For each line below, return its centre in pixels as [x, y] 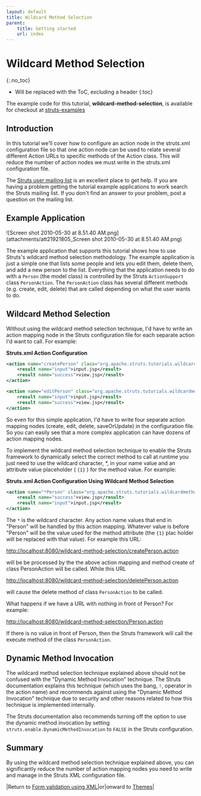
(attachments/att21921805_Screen [48, 239]
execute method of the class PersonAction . [59, 640]
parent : [16, 23]
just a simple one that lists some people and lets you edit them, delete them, [100, 263]
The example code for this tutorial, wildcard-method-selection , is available [99, 104]
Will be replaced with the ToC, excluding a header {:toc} [84, 92]
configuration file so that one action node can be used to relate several [93, 149]
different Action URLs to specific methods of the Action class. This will [93, 156]
